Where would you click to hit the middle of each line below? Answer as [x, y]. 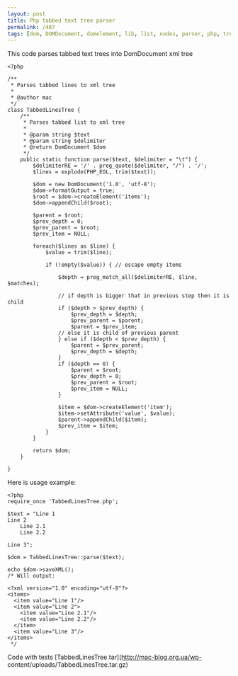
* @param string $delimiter [64, 141]
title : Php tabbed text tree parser [61, 21]
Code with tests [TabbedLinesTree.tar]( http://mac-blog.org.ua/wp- [104, 657]
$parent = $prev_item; [104, 327]
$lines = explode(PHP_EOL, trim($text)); [95, 172]
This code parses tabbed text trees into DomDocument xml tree [100, 54]
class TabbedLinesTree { [44, 110]
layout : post [27, 14]
